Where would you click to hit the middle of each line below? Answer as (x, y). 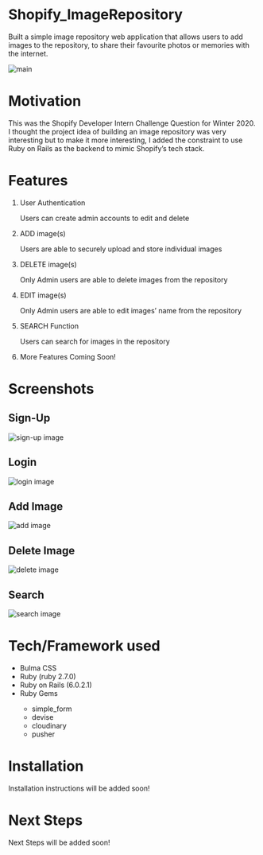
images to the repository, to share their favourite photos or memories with (129, 45)
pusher (43, 734)
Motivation (45, 101)
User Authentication (52, 202)
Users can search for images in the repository (95, 341)
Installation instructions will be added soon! (79, 788)
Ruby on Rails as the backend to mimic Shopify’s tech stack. (106, 148)
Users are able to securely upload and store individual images (121, 249)
